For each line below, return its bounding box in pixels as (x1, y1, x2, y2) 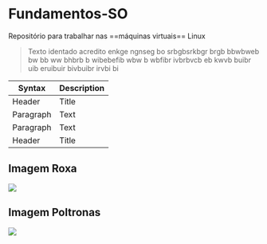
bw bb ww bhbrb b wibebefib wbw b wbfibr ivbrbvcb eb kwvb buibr (27, 55, 251, 65)
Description (59, 82, 105, 93)
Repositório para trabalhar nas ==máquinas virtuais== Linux (8, 31, 206, 41)
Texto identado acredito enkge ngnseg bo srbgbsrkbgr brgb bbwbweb (27, 46, 260, 56)
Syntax (18, 82, 46, 93)
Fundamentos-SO (8, 5, 128, 23)
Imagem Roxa (8, 162, 77, 175)
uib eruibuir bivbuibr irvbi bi (27, 63, 120, 73)
